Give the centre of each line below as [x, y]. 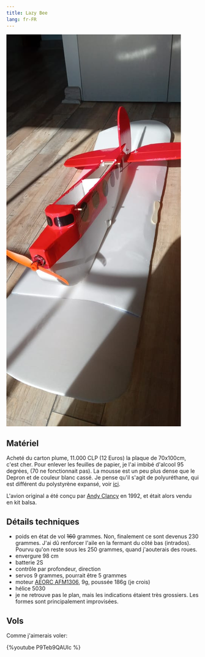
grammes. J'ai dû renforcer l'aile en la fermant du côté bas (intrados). [103, 543]
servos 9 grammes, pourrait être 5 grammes [71, 576]
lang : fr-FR [21, 19]
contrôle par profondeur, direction [58, 569]
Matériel [23, 443]
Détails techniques [43, 521]
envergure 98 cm [37, 556]
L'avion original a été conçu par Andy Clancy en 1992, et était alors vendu [99, 496]
